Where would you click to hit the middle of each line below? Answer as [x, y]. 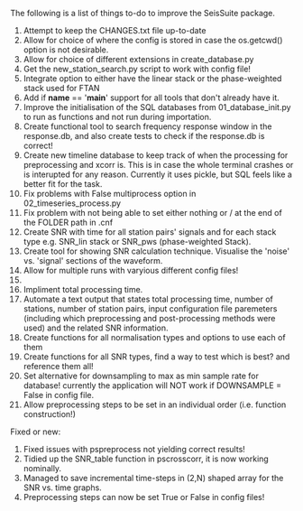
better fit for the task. [63, 184]
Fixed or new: [36, 432]
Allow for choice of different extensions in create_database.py [138, 59]
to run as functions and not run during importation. [117, 117]
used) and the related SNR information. [96, 328]
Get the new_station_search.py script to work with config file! [137, 69]
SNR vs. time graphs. [62, 488]
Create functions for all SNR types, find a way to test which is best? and [156, 357]
